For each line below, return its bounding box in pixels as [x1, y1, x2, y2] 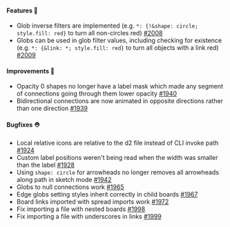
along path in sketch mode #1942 [16, 175, 112, 183]
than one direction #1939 [16, 105, 88, 113]
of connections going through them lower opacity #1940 [16, 89, 178, 98]
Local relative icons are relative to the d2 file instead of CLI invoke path [16, 138, 219, 147]
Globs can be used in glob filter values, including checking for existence [16, 36, 222, 45]
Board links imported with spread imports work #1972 [16, 197, 169, 206]
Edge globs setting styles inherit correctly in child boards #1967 [16, 190, 198, 198]
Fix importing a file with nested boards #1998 [16, 205, 146, 213]
